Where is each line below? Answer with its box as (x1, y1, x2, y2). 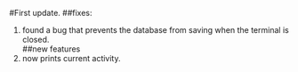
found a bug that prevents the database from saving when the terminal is (21, 25, 289, 35)
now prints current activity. (21, 53, 121, 63)
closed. (21, 35, 50, 44)
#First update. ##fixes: (9, 8, 93, 18)
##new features (21, 44, 81, 54)
